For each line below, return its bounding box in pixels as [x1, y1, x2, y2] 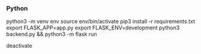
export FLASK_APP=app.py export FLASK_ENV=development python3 [6, 24, 180, 31]
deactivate [6, 42, 32, 49]
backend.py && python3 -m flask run [6, 31, 97, 38]
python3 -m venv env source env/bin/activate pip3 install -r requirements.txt [6, 18, 195, 25]
